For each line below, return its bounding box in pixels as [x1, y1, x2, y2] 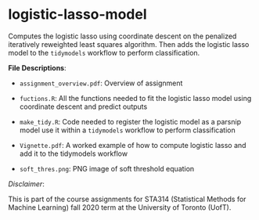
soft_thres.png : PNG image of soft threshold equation [19, 164, 195, 173]
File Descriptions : [8, 63, 67, 72]
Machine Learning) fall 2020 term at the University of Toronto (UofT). [8, 202, 232, 212]
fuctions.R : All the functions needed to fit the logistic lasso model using [19, 93, 252, 103]
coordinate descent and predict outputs [19, 102, 148, 111]
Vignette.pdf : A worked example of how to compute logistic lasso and [19, 140, 246, 150]
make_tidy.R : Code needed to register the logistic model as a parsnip [19, 117, 241, 126]
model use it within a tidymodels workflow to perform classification [19, 125, 236, 135]
